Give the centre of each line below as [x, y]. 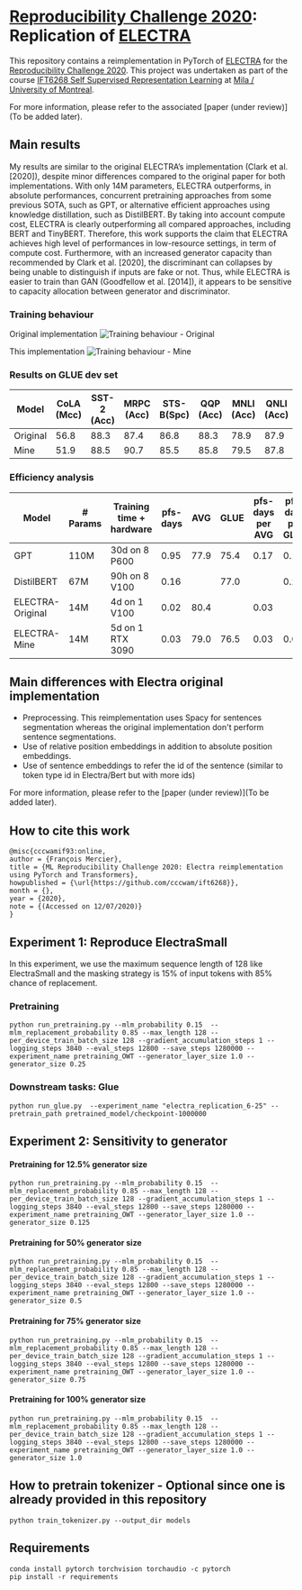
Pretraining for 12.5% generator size [79, 1164]
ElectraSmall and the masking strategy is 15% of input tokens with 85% [141, 973]
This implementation [47, 352]
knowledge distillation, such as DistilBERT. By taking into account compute [147, 215]
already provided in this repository [108, 1499]
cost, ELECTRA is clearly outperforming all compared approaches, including [150, 224]
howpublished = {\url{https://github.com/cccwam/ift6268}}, [124, 883]
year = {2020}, [38, 899]
